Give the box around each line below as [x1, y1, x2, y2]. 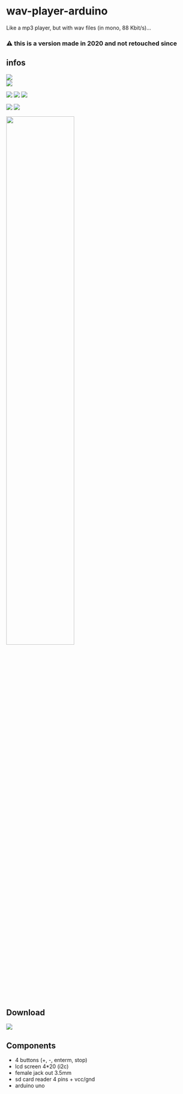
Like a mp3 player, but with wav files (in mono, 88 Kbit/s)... [6, 24, 151, 31]
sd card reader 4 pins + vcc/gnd [14, 1076, 95, 1083]
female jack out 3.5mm [14, 1069, 72, 1077]
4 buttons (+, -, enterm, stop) [14, 1057, 88, 1064]
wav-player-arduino [6, 4, 108, 18]
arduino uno [14, 1082, 45, 1089]
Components [6, 1040, 56, 1051]
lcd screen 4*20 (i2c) [14, 1063, 69, 1070]
